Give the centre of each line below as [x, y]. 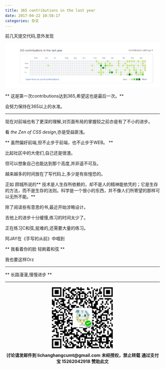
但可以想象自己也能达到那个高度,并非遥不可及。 [53, 163]
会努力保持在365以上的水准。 [35, 106]
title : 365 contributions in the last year [50, 10]
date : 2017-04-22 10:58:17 [33, 16]
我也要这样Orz [20, 259]
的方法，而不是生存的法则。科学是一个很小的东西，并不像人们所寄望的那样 [80, 190]
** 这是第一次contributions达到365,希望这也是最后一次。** [65, 96]
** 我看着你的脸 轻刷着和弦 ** [35, 249]
